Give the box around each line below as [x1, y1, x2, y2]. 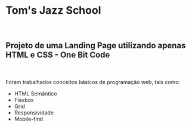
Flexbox [14, 96, 34, 103]
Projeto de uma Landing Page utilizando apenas [5, 41, 186, 51]
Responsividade [14, 109, 54, 116]
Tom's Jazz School [5, 4, 101, 17]
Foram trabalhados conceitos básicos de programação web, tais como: [5, 78, 181, 85]
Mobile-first [14, 115, 44, 122]
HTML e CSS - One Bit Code [5, 50, 110, 60]
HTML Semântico [14, 90, 57, 97]
